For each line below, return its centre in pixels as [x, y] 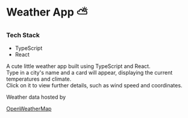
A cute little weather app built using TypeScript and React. [78, 66]
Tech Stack [23, 36]
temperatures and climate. [39, 79]
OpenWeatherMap [29, 109]
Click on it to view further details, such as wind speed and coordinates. [94, 85]
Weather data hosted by [36, 97]
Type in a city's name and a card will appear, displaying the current [89, 73]
